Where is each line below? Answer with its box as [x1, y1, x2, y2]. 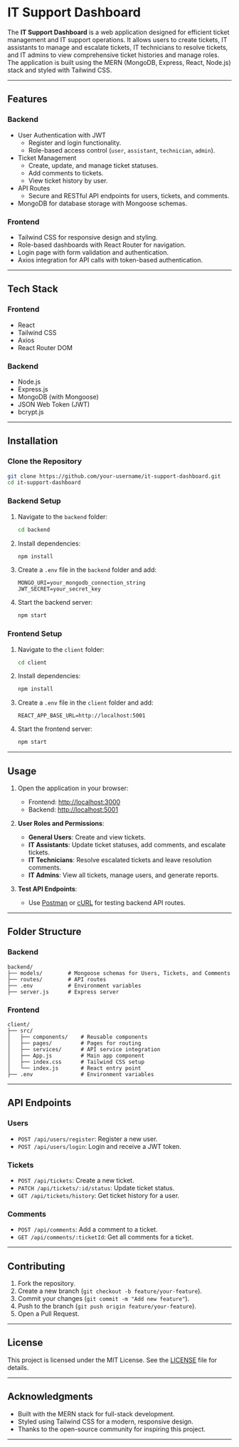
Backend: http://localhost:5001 [28, 805, 119, 814]
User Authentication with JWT [17, 131, 107, 139]
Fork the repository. [17, 1279, 76, 1288]
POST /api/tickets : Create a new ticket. [17, 1176, 134, 1185]
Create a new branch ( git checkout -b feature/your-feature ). [17, 1287, 203, 1295]
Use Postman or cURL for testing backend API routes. [28, 899, 186, 906]
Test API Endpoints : [17, 885, 78, 893]
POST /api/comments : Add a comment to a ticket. [17, 1225, 158, 1234]
